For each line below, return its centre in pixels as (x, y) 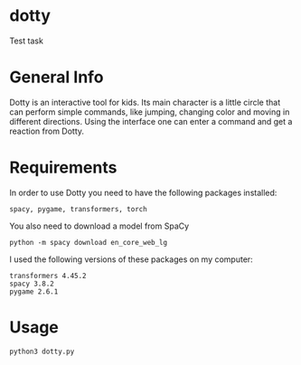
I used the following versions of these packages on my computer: (131, 259)
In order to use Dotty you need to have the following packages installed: (143, 192)
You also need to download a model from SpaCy (99, 226)
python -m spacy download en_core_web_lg (89, 242)
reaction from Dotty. (47, 131)
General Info (56, 77)
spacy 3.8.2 (32, 284)
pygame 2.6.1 (34, 291)
